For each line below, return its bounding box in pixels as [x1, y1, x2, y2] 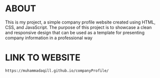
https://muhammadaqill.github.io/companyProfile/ [5, 68, 109, 73]
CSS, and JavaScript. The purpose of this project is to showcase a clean [5, 24, 152, 30]
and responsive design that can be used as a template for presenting [5, 29, 145, 35]
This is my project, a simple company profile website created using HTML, [5, 19, 156, 25]
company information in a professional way [5, 35, 93, 41]
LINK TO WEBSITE [5, 52, 81, 63]
